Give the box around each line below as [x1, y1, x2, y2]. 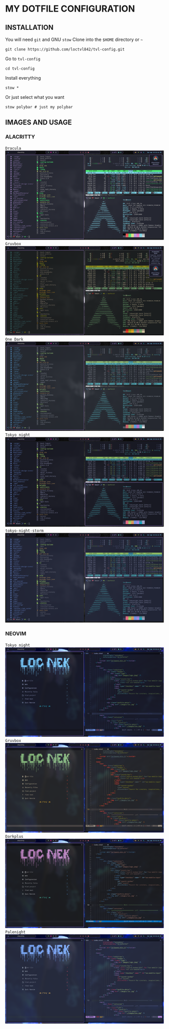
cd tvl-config [5, 66, 35, 71]
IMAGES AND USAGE [5, 118, 72, 127]
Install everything [5, 75, 41, 81]
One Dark [5, 337, 24, 342]
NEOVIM [5, 630, 27, 637]
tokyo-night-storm [5, 528, 44, 534]
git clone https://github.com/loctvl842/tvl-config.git [5, 47, 125, 52]
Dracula [5, 146, 22, 151]
